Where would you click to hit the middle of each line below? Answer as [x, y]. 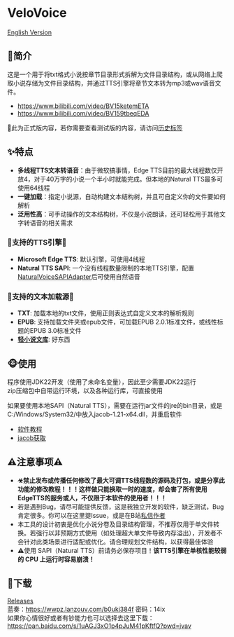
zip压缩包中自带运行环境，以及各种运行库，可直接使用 [85, 390]
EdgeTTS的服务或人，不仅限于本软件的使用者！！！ [92, 498]
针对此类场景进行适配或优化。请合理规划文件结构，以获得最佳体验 [118, 542]
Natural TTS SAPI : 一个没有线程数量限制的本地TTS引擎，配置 [105, 268]
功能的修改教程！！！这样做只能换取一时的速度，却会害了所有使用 [112, 489]
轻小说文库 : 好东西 [44, 340]
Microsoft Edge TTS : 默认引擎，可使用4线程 [81, 259]
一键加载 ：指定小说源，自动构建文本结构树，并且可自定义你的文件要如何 [121, 196]
